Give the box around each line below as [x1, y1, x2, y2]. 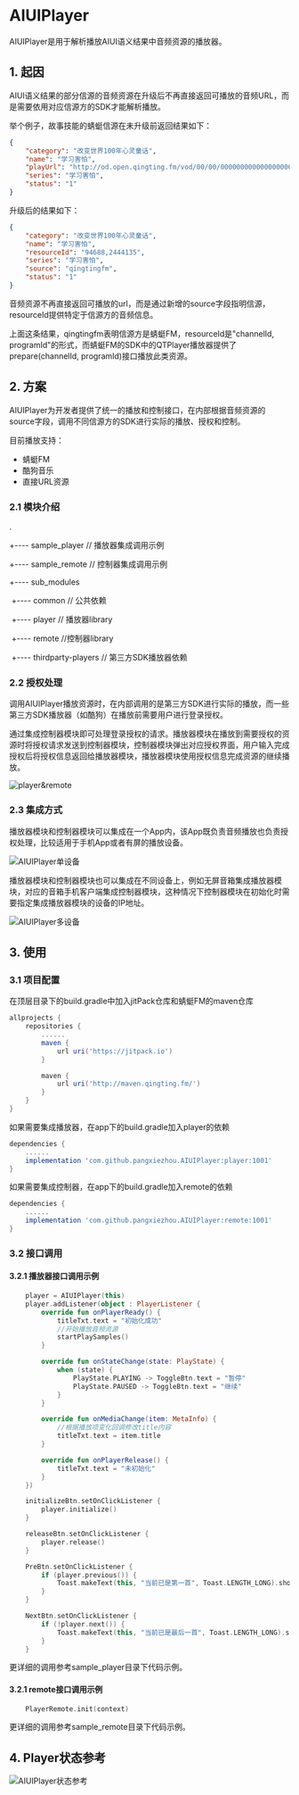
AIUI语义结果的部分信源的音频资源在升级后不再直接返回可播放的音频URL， [9, 90, 282, 101]
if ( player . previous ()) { [41, 1570, 138, 1580]
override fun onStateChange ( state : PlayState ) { [41, 1358, 225, 1367]
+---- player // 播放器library [11, 613, 113, 625]
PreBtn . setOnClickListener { [25, 1562, 133, 1571]
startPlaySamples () [56, 1333, 129, 1342]
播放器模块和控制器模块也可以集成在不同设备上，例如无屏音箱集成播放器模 [9, 875, 282, 885]
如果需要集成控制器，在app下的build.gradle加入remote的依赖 [9, 1182, 233, 1193]
